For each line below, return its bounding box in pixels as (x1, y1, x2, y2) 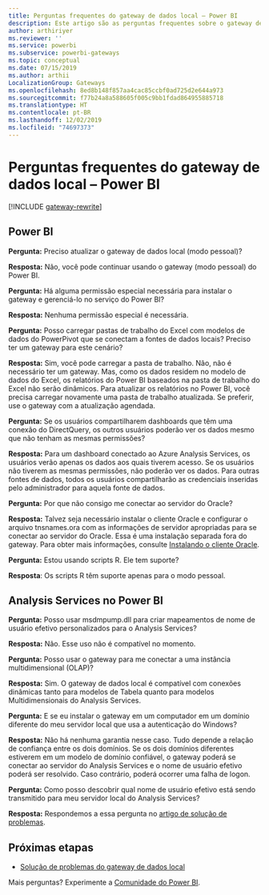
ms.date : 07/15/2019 (8, 64, 78, 72)
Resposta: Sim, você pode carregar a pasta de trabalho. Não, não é (8, 358, 232, 367)
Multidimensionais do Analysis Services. (8, 695, 142, 706)
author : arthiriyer (8, 26, 74, 34)
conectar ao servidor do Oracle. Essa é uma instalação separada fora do (8, 531, 247, 541)
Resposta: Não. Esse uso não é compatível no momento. (8, 639, 196, 649)
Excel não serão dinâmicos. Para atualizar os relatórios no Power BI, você (8, 383, 251, 393)
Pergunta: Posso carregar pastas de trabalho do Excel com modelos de (8, 326, 246, 335)
